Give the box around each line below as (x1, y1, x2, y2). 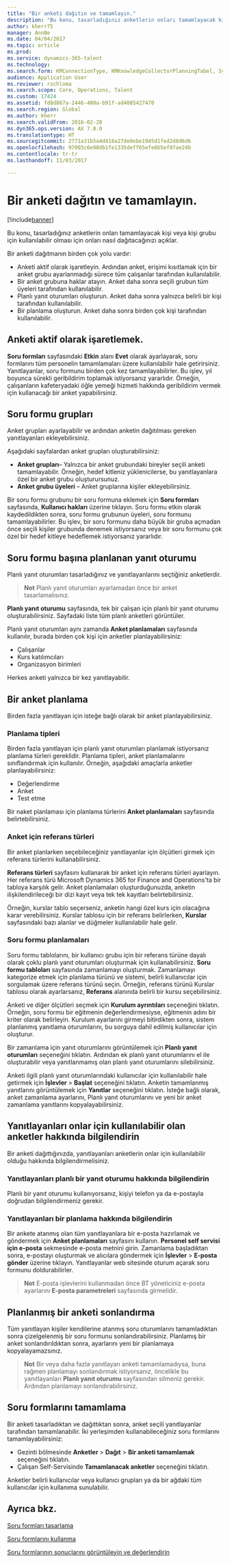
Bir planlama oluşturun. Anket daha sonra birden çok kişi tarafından (16, 307, 207, 315)
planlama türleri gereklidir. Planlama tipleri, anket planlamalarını (7, 752, 185, 760)
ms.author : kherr (7, 112, 57, 119)
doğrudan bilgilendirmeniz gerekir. (7, 1197, 104, 1205)
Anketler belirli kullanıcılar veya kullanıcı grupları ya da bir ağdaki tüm (7, 1476, 202, 1484)
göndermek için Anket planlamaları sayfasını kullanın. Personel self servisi (7, 1237, 220, 1245)
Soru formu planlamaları (7, 935, 90, 945)
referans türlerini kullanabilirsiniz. (7, 855, 101, 863)
